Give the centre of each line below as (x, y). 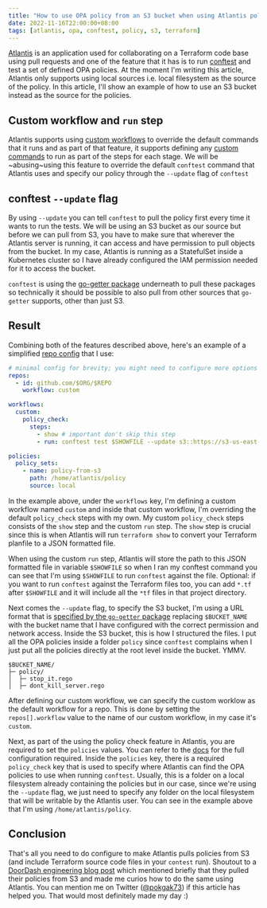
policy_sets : (37, 464)
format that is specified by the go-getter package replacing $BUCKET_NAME (128, 616)
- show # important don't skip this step (106, 434)
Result (25, 326)
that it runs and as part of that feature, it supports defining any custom (124, 148)
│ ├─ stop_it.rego (41, 679)
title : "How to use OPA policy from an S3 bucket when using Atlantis (128, 16)
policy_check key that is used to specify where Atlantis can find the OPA (126, 766)
